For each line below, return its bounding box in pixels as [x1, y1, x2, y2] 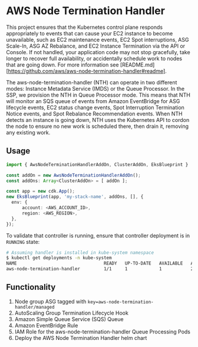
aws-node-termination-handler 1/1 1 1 [6, 266, 162, 272]
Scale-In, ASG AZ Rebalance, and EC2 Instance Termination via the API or [6, 42, 186, 49]
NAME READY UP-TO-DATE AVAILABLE [6, 260, 183, 266]
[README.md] [120, 61, 155, 68]
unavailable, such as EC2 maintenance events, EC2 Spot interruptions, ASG [6, 36, 189, 43]
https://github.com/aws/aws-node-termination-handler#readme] [8, 67, 166, 74]
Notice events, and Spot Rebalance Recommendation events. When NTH [6, 110, 183, 117]
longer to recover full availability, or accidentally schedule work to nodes [6, 55, 183, 62]
